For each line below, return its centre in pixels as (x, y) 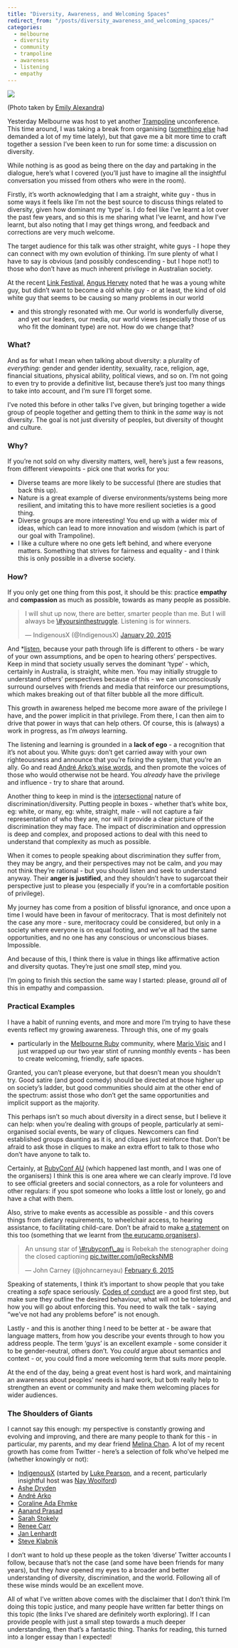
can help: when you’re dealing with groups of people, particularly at (107, 1124)
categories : (25, 27)
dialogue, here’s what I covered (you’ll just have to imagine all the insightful (117, 172)
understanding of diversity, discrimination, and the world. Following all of (114, 1577)
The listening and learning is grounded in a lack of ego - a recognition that (116, 745)
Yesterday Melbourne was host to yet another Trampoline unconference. (114, 121)
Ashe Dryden (37, 1488)
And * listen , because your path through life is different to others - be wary (116, 649)
